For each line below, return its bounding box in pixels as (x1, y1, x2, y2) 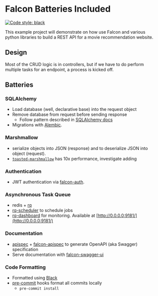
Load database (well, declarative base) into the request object (12, 106, 137, 112)
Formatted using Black (12, 275, 58, 280)
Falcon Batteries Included (5, 3, 111, 15)
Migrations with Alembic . (12, 122, 62, 128)
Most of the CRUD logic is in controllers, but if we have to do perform (5, 61, 144, 67)
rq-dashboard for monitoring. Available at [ (12, 212, 99, 218)
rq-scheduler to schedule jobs (12, 208, 73, 213)
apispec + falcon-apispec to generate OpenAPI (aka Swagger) (12, 241, 138, 247)
